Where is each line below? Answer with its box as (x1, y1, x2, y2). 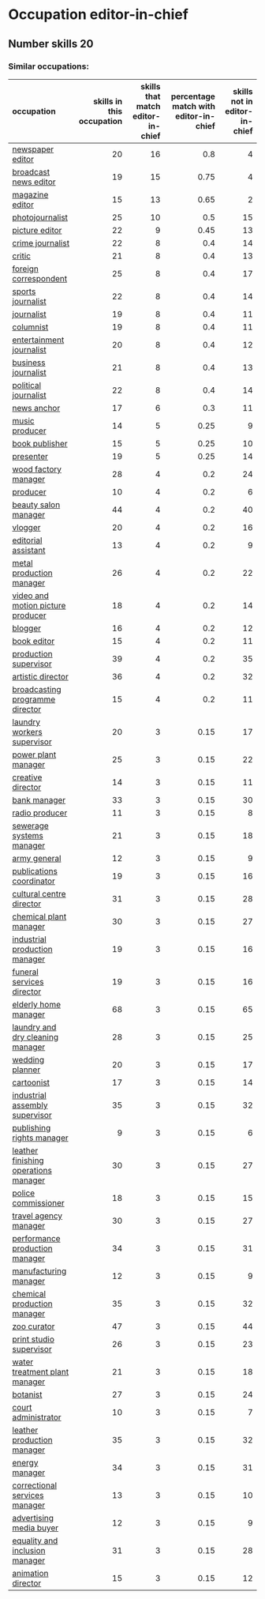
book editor (12, 635, 55, 646)
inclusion (12, 1544, 46, 1556)
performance (12, 1232, 61, 1243)
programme (12, 694, 56, 705)
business (12, 357, 46, 368)
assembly (12, 1100, 48, 1111)
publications (12, 865, 58, 876)
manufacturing (12, 1266, 67, 1277)
